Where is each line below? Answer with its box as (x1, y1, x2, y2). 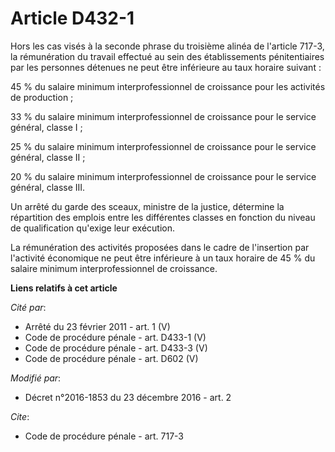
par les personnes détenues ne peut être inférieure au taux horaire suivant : (10, 61, 322, 73)
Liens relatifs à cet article (10, 282, 118, 294)
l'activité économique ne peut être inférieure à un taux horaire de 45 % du (10, 252, 316, 264)
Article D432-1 (10, 7, 135, 30)
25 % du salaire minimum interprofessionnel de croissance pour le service (10, 140, 317, 152)
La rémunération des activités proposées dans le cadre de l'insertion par (10, 241, 310, 253)
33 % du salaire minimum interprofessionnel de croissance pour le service (10, 110, 317, 122)
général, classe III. (10, 181, 86, 193)
